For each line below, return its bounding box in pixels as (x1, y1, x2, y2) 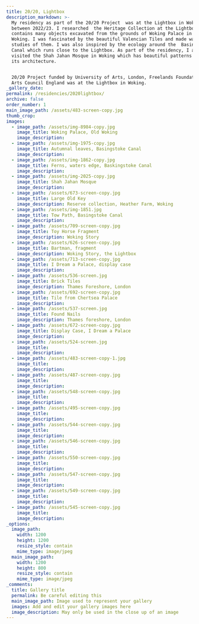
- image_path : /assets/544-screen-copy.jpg (11, 422, 120, 428)
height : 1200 (17, 537, 49, 543)
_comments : (6, 582, 33, 588)
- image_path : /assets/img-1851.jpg (11, 206, 102, 212)
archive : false (6, 96, 44, 103)
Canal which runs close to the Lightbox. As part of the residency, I (11, 47, 190, 53)
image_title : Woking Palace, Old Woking (17, 129, 118, 135)
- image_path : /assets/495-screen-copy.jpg (11, 405, 120, 411)
